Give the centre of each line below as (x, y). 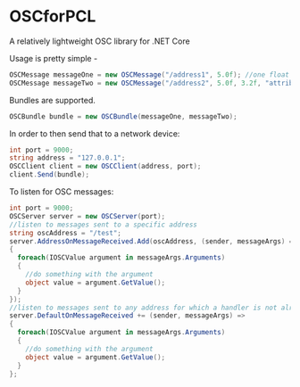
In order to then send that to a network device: (95, 133)
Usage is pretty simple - (54, 58)
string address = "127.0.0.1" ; (67, 158)
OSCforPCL (53, 16)
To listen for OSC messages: (62, 192)
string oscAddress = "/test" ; (66, 233)
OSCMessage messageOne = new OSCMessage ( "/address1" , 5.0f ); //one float (150, 74)
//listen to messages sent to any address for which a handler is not (143, 308)
